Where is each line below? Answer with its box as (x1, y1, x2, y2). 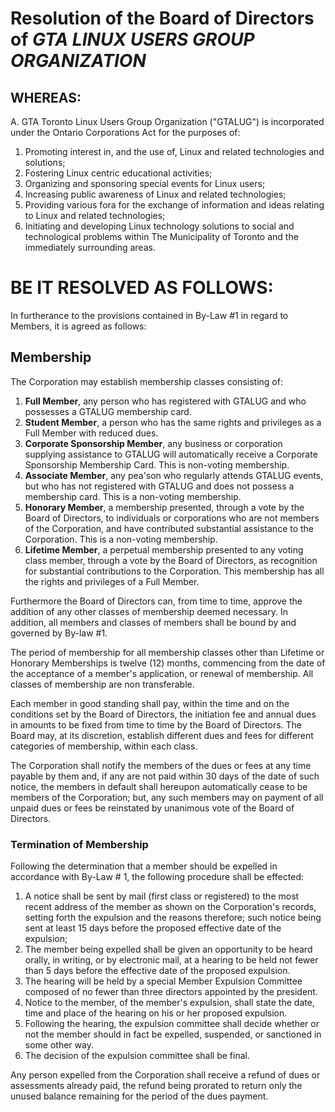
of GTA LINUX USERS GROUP (10, 28, 255, 51)
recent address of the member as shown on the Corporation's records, (24, 901, 317, 913)
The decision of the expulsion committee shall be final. (24, 1050, 250, 1062)
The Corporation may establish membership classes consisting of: (10, 375, 283, 387)
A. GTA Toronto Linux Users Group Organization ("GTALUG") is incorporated (10, 116, 325, 127)
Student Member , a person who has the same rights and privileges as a (24, 416, 322, 428)
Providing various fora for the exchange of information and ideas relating (24, 199, 325, 211)
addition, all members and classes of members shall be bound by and (10, 616, 297, 628)
